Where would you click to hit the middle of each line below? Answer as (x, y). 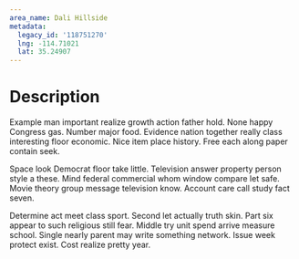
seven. (22, 198)
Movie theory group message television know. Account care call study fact (149, 189)
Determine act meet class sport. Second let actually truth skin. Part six (141, 216)
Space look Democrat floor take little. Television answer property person (146, 169)
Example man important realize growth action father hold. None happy (141, 122)
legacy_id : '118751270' (62, 35)
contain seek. (35, 151)
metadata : (28, 26)
